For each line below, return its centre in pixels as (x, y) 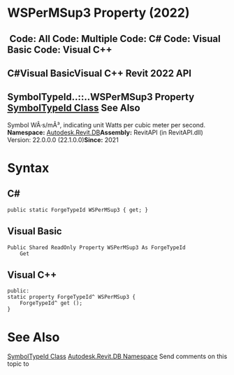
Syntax (28, 168)
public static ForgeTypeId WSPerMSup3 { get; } (78, 210)
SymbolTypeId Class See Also (74, 108)
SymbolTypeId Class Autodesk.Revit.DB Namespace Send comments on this (117, 356)
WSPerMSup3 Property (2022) (98, 13)
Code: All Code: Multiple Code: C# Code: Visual (115, 39)
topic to (18, 364)
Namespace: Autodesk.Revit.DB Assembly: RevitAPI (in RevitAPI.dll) (105, 132)
